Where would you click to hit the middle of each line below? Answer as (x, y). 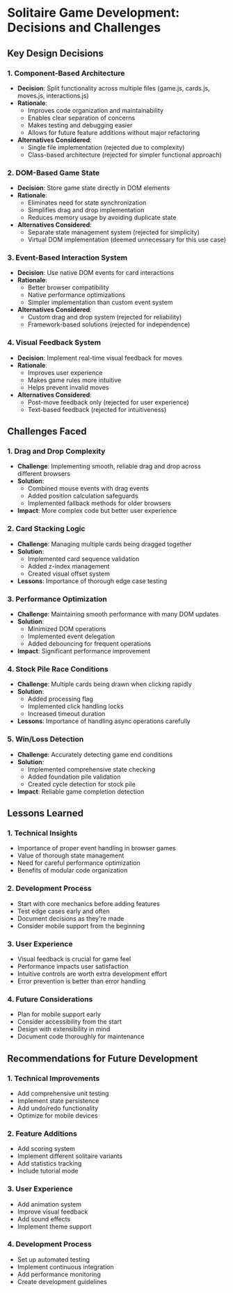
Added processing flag (61, 699)
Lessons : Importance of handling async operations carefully (104, 721)
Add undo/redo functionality (58, 1108)
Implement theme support (54, 1226)
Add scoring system (46, 1149)
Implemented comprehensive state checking (91, 769)
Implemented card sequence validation (83, 559)
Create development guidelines (62, 1281)
